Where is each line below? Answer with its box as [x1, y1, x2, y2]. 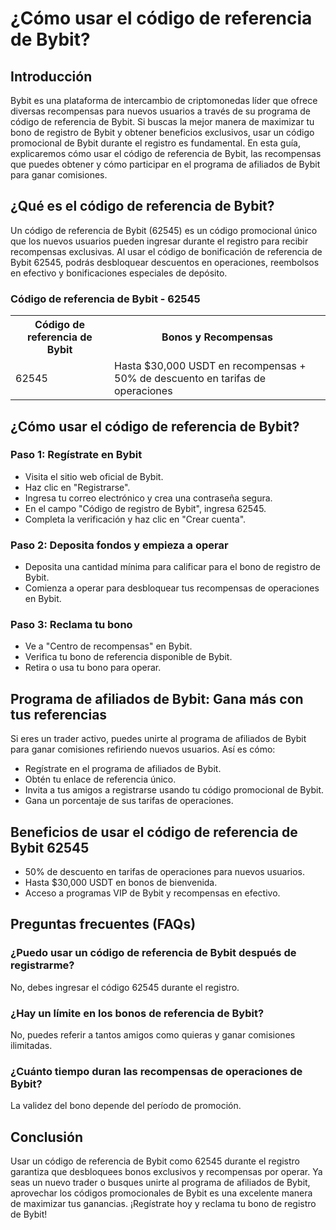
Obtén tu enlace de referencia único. [24, 773, 177, 786]
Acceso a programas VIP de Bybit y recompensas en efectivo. [24, 887, 281, 899]
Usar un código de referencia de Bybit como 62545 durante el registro [10, 1155, 301, 1167]
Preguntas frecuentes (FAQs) [10, 916, 197, 933]
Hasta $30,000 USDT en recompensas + [114, 359, 307, 373]
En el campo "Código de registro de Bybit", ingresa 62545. [24, 502, 267, 514]
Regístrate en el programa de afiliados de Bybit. [24, 763, 222, 775]
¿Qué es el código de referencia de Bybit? [10, 198, 275, 215]
